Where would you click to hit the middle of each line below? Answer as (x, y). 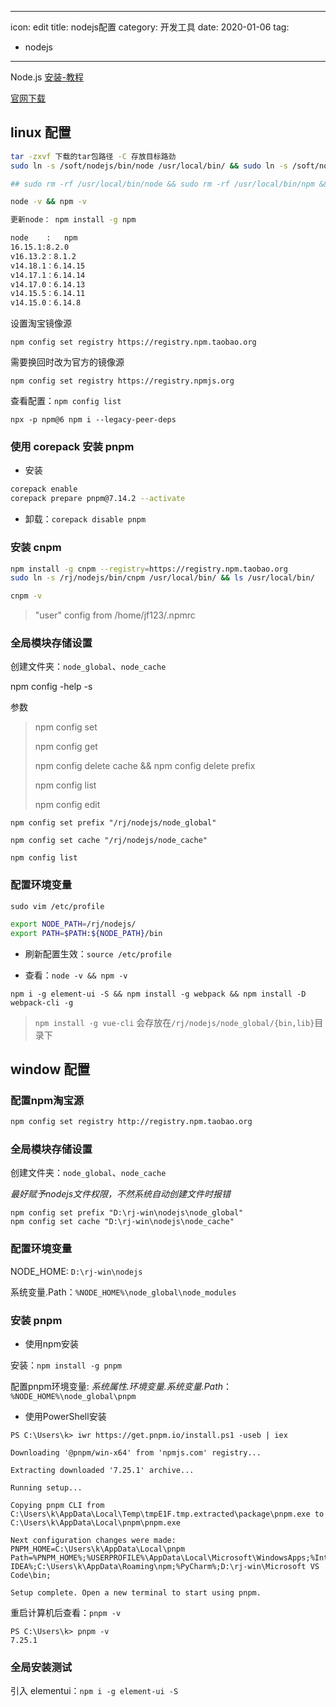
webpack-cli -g (42, 1002)
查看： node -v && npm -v (76, 975)
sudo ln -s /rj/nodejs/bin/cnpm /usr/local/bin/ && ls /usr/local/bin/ (162, 578)
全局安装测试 (41, 1667)
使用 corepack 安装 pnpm (72, 447)
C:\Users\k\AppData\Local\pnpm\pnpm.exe (96, 1522)
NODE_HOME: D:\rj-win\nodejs (76, 1271)
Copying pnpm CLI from (57, 1505)
